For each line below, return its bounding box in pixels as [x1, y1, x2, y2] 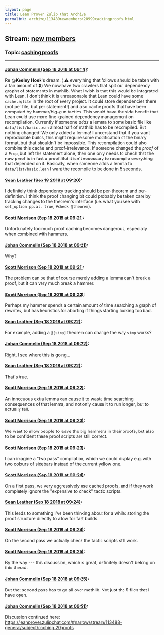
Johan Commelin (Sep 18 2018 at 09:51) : [5, 603, 89, 609]
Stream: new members [5, 34, 76, 43]
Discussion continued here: [5, 614, 60, 620]
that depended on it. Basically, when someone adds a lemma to [5, 161, 133, 167]
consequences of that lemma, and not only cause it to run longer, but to [5, 401, 149, 407]
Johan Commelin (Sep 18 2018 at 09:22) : [5, 341, 89, 347]
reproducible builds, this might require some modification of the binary [5, 135, 147, 141]
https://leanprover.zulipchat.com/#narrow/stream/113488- [5, 619, 122, 625]
